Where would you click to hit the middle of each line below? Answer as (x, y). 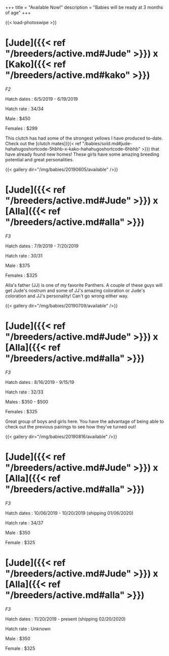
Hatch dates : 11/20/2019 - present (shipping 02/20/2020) (66, 619)
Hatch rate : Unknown (28, 629)
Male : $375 (18, 266)
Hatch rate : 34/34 (25, 109)
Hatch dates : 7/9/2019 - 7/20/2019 (42, 246)
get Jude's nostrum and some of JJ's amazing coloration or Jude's (75, 290)
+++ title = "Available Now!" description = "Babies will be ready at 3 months (84, 7)
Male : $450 (18, 118)
